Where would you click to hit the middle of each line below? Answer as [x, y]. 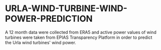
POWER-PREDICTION [49, 19]
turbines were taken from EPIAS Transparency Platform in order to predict [79, 37]
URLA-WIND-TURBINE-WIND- [66, 8]
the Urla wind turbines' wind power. [41, 42]
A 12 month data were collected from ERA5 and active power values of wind [81, 32]
